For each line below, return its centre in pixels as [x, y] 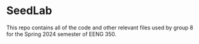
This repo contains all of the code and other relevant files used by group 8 [100, 28]
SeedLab [29, 11]
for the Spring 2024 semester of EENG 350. [62, 34]
